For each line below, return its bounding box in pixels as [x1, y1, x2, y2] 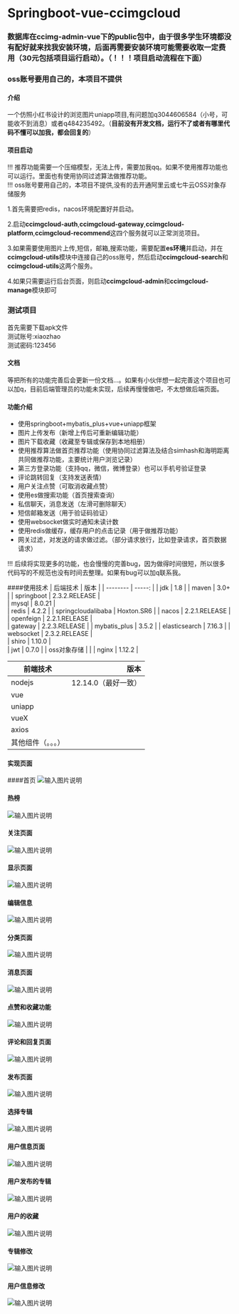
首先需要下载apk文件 [7, 323, 69, 332]
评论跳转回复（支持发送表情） [17, 473, 105, 482]
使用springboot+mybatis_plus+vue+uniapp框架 [17, 419, 156, 428]
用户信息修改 [7, 1281, 45, 1290]
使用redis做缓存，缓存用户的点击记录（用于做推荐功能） [17, 526, 183, 535]
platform [7, 229, 33, 237]
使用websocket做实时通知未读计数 [17, 518, 119, 526]
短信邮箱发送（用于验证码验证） [17, 508, 112, 518]
